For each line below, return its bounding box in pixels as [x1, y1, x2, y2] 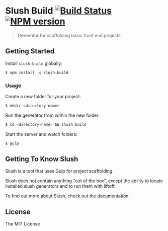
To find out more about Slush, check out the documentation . [5, 193, 130, 199]
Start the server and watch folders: [5, 131, 78, 137]
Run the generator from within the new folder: [5, 112, 100, 118]
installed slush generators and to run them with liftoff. [5, 183, 116, 189]
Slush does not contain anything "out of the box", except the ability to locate [5, 178, 163, 184]
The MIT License [5, 221, 40, 227]
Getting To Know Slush [5, 155, 78, 163]
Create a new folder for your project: [5, 93, 81, 99]
